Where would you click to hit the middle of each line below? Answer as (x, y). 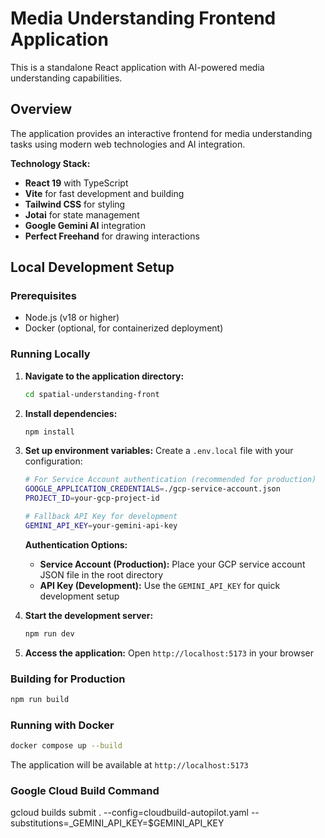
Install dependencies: (71, 413)
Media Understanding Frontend (143, 18)
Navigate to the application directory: (104, 376)
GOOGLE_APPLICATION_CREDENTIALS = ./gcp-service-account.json (152, 489)
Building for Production (68, 679)
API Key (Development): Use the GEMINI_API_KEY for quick (160, 585)
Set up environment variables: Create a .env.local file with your (159, 451)
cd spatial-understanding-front (92, 394)
